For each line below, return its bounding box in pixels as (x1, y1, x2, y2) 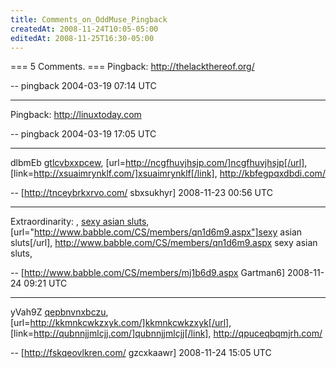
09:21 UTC (23, 277, 68, 290)
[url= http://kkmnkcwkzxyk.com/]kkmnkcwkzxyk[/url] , (10, 317, 232, 329)
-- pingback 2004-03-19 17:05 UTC (10, 128, 157, 140)
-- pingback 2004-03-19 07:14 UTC (10, 80, 157, 92)
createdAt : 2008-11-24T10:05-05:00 (10, 24, 159, 34)
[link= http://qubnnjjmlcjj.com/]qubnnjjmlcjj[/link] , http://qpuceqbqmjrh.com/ (10, 327, 323, 340)
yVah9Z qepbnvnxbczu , (10, 306, 109, 318)
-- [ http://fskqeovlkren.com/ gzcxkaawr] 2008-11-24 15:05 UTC (10, 347, 272, 359)
